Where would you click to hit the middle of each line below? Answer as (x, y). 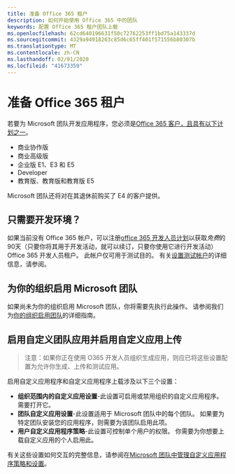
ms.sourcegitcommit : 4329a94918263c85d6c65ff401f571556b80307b (101, 40)
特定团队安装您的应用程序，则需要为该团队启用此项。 (94, 422)
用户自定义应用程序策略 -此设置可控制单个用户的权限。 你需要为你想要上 (121, 431)
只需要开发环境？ (44, 219)
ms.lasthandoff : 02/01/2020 (48, 60)
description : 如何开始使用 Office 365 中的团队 (72, 20)
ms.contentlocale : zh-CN (43, 53)
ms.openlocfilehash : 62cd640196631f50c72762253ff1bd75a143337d (101, 33)
